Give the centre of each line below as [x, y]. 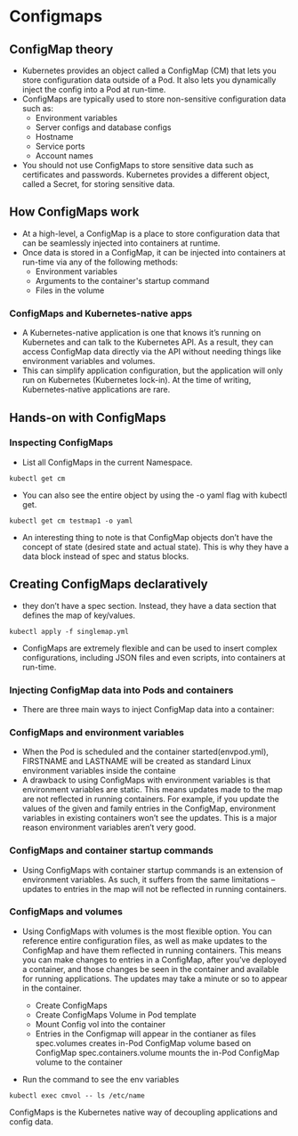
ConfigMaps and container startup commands [111, 850]
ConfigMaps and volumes [66, 912]
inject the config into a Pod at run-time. [94, 89]
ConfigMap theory [61, 49]
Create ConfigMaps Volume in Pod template [116, 1014]
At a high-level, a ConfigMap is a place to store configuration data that [151, 233]
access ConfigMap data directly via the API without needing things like [152, 352]
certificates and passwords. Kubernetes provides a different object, [145, 174]
